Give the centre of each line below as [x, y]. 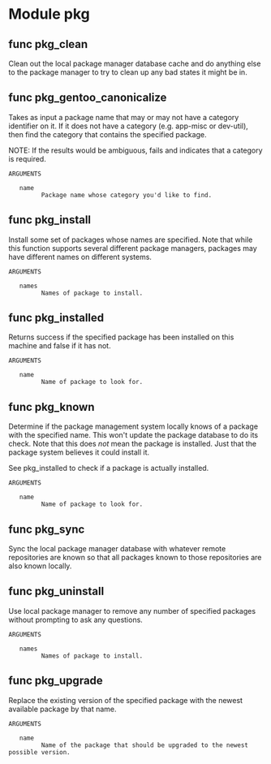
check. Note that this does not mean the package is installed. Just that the [133, 444]
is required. [27, 158]
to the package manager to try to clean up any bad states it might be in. [128, 72]
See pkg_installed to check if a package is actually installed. [109, 468]
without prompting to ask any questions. [76, 619]
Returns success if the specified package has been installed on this [121, 337]
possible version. [39, 752]
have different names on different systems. [80, 257]
